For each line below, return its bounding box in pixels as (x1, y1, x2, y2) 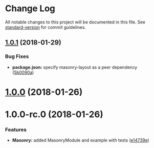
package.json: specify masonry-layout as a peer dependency (12, 64, 137, 70)
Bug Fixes (5, 53, 29, 60)
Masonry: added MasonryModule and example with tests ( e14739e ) (12, 137, 150, 143)
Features (5, 126, 27, 133)
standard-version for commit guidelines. (5, 24, 86, 30)
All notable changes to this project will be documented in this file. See (5, 19, 146, 25)
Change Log (5, 3, 55, 14)
